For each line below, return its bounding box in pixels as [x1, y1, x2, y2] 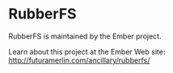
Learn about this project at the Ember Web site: [8, 47, 166, 56]
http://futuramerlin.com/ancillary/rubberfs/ [8, 55, 150, 65]
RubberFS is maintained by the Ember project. [8, 31, 162, 41]
